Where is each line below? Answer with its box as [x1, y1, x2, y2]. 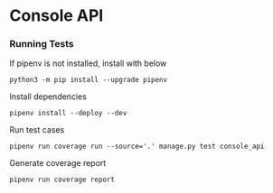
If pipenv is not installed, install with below [9, 58, 167, 69]
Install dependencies [9, 91, 88, 102]
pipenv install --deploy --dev [9, 109, 127, 118]
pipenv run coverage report [9, 175, 116, 185]
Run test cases [9, 124, 65, 135]
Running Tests [9, 38, 74, 51]
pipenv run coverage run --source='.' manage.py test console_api [9, 142, 265, 152]
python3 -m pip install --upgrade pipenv [9, 76, 168, 85]
